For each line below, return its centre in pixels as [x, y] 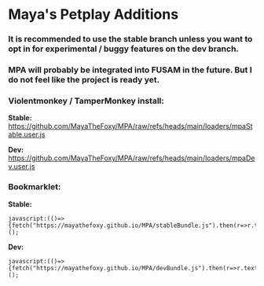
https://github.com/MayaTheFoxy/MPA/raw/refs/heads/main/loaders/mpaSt [130, 126]
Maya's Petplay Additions [93, 15]
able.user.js [27, 134]
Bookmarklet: [35, 187]
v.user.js [22, 167]
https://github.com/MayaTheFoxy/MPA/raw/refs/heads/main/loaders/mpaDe [132, 158]
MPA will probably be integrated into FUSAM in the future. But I [130, 70]
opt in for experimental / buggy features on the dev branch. [124, 49]
